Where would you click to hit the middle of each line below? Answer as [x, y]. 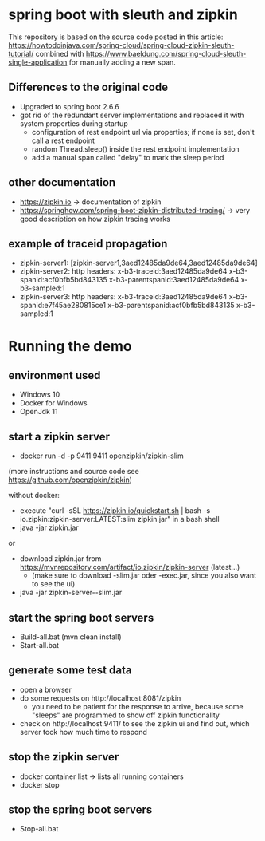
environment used [55, 375]
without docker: [34, 496]
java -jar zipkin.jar [49, 527]
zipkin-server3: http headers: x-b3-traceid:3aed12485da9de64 [123, 297]
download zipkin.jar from [60, 559]
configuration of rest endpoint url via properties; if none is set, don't [143, 132]
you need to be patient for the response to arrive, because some [137, 706]
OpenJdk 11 [39, 412]
